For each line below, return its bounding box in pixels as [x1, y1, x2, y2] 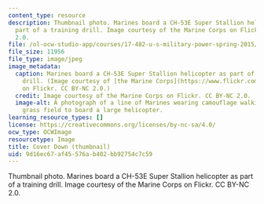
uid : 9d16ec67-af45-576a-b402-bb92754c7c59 [8, 150, 153, 158]
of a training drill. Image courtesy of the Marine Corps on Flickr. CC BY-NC [8, 180, 250, 189]
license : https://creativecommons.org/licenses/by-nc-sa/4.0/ [8, 121, 216, 129]
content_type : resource [8, 11, 86, 20]
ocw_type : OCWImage [8, 128, 72, 136]
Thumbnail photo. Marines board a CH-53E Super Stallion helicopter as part [8, 172, 254, 181]
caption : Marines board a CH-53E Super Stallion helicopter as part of [15, 70, 255, 78]
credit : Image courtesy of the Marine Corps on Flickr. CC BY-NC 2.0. [15, 92, 251, 100]
